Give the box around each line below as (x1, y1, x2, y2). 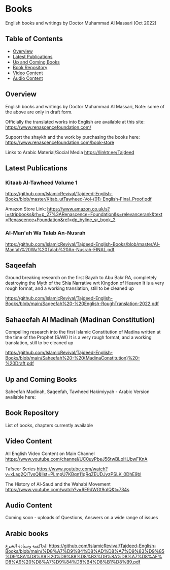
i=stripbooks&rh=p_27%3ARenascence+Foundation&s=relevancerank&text (5, 212, 163, 218)
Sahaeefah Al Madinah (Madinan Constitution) (5, 315, 155, 324)
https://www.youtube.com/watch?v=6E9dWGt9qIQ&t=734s (5, 486, 129, 492)
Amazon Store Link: (5, 206, 47, 212)
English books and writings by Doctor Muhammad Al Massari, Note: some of (5, 103, 165, 109)
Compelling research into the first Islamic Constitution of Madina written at (5, 329, 161, 335)
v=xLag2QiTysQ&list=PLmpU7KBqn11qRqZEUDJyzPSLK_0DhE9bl (5, 471, 142, 477)
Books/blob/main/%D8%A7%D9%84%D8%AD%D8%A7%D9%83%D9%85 (5, 548, 165, 554)
